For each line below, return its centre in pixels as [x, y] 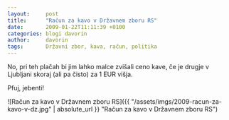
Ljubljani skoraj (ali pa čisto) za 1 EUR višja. [70, 74]
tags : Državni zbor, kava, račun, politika [82, 47]
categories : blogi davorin [47, 34]
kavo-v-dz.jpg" [30, 109]
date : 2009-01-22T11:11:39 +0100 [66, 27]
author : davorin [38, 40]
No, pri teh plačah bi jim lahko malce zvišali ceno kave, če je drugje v [108, 67]
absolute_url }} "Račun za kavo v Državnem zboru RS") [137, 109]
